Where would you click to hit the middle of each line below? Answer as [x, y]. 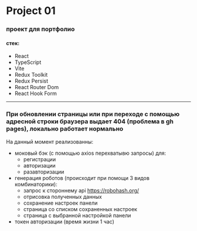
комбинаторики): [36, 184]
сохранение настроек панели [60, 203]
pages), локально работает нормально [65, 129]
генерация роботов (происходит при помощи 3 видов [82, 178]
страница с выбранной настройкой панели [77, 215]
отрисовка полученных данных [63, 196]
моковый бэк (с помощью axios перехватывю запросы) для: [90, 153]
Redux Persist [31, 81]
